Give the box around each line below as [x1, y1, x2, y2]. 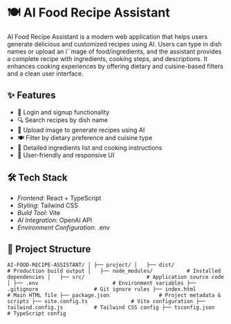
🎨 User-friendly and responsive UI [17, 151, 115, 159]
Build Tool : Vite [17, 208, 61, 216]
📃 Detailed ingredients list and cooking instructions [17, 143, 163, 152]
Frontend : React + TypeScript [17, 194, 102, 202]
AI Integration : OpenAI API [17, 216, 93, 224]
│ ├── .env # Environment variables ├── [7, 280, 196, 287]
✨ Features [7, 89, 56, 101]
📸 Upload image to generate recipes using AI [17, 126, 145, 134]
